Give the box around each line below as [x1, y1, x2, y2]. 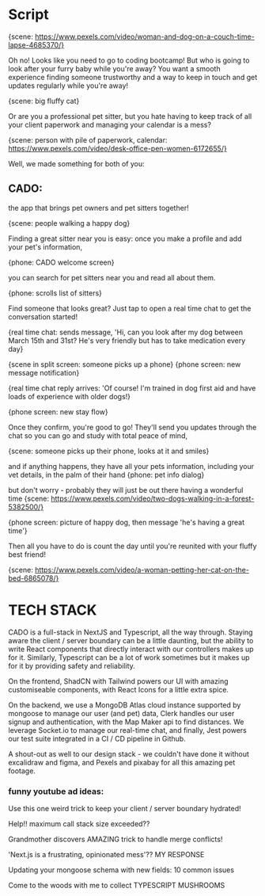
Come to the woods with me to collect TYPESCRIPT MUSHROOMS [8, 880, 225, 890]
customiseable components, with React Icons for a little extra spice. [8, 684, 229, 694]
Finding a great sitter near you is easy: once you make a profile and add [8, 234, 242, 243]
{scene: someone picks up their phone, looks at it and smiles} [8, 446, 210, 456]
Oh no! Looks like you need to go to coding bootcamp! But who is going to [8, 55, 250, 65]
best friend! [8, 549, 46, 559]
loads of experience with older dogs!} [8, 391, 131, 401]
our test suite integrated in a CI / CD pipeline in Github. [8, 734, 186, 743]
